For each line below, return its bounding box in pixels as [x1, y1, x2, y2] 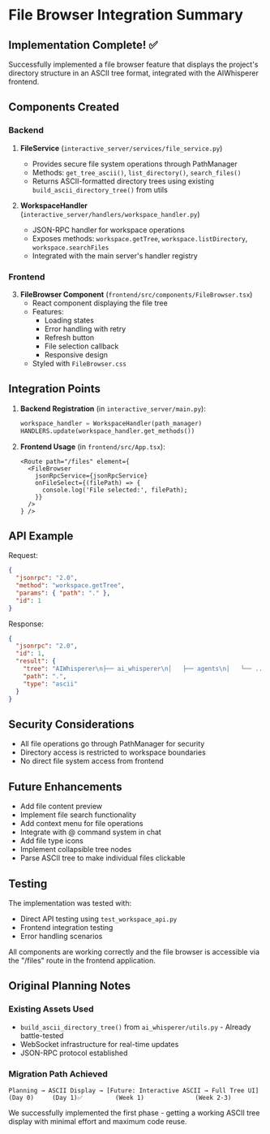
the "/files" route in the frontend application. [8, 955, 156, 965]
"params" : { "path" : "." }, [15, 589, 111, 597]
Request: [8, 551, 38, 561]
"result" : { [15, 657, 57, 665]
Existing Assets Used [8, 1003, 95, 1015]
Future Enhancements [8, 780, 123, 794]
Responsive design [44, 349, 108, 359]
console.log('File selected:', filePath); [41, 486, 188, 494]
